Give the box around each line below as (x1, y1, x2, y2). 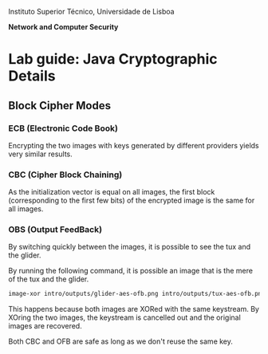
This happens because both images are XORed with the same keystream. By (8, 305, 259, 314)
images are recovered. (8, 321, 82, 331)
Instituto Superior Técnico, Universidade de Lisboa (8, 7, 175, 16)
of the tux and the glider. (8, 274, 89, 284)
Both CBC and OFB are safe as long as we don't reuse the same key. (8, 336, 234, 346)
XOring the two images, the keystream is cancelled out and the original (8, 313, 241, 322)
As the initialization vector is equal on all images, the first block (8, 187, 215, 197)
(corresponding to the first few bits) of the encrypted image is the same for (8, 195, 255, 206)
